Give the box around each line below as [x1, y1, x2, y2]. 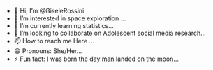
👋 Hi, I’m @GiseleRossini [13, 7, 85, 15]
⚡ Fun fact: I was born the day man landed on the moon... [13, 55, 179, 63]
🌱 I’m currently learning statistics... [13, 22, 114, 29]
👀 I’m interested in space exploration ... [13, 14, 126, 22]
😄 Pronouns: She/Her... [13, 47, 82, 55]
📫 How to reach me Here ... [13, 37, 95, 45]
